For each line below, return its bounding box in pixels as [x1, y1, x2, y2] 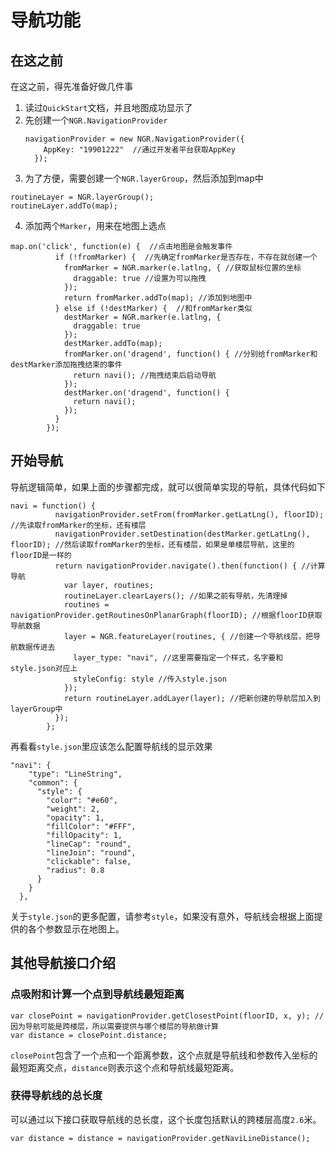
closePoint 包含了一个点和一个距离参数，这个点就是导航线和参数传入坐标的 [10, 1049, 318, 1061]
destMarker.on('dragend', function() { [63, 388, 230, 398]
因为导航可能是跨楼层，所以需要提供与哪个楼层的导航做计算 [10, 1021, 219, 1031]
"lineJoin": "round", [46, 847, 137, 858]
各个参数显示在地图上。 [27, 922, 125, 935]
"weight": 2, [46, 804, 101, 814]
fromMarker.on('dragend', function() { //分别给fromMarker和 [63, 349, 318, 359]
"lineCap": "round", [46, 839, 132, 849]
